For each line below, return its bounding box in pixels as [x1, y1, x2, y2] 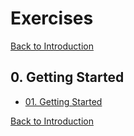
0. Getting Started [10, 69, 125, 86]
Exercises [10, 7, 94, 30]
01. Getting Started [24, 95, 103, 107]
